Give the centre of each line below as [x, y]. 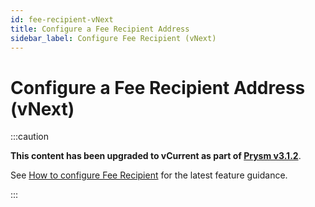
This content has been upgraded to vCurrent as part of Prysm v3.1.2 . [156, 156]
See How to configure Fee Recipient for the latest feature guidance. [149, 175]
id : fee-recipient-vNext [62, 19]
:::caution [30, 137]
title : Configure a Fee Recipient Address [100, 29]
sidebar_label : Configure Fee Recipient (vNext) [113, 38]
